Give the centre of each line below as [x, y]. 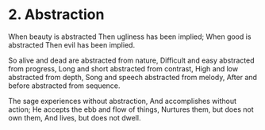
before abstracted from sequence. [64, 86]
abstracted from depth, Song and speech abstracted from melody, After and [133, 77]
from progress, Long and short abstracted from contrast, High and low [123, 68]
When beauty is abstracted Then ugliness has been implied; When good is [130, 36]
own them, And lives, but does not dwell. [75, 117]
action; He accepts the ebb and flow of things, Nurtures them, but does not [131, 109]
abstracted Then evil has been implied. [72, 44]
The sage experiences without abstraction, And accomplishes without [122, 101]
